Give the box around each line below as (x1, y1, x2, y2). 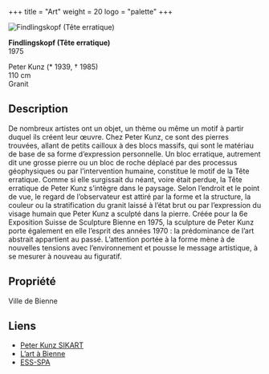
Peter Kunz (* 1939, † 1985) (8, 62, 99, 71)
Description (8, 102, 68, 116)
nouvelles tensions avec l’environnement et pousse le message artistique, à (8, 242, 259, 252)
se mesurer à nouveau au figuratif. (8, 251, 122, 261)
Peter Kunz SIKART (19, 340, 84, 350)
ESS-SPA (19, 357, 51, 368)
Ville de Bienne (8, 296, 59, 306)
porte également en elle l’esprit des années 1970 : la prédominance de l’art (8, 226, 255, 235)
